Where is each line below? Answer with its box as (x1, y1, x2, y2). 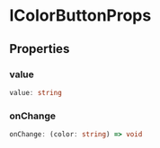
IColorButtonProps (9, 5, 152, 26)
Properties (9, 41, 70, 57)
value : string (9, 88, 63, 97)
